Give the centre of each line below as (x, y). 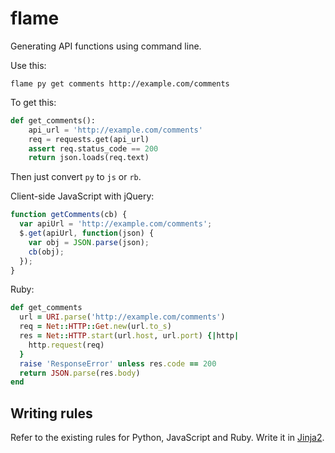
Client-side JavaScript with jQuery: (82, 196)
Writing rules (51, 413)
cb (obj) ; (46, 252)
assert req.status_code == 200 (93, 148)
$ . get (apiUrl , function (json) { (87, 233)
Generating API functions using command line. (106, 46)
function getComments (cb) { (69, 215)
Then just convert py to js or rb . (76, 177)
